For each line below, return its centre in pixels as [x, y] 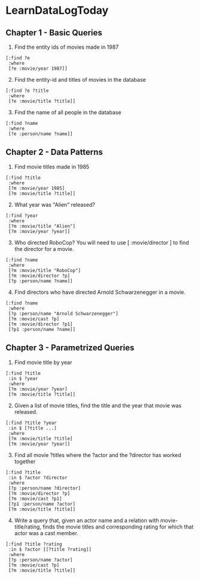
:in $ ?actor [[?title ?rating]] [50, 549]
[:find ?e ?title [27, 91]
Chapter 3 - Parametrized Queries [70, 348]
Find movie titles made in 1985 [52, 166]
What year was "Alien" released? [54, 204]
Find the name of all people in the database [68, 112]
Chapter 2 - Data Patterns [54, 152]
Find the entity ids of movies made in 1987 [66, 47]
